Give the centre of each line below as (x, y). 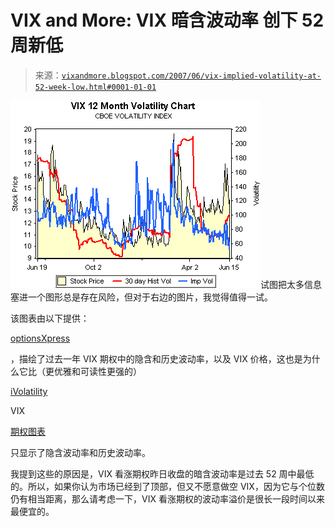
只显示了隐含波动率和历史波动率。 (80, 452)
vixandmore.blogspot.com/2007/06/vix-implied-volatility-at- (191, 76)
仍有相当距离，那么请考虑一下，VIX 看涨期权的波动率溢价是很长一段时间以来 (167, 498)
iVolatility (29, 391)
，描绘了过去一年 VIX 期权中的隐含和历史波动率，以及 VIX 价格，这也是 (156, 358)
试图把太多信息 (291, 284)
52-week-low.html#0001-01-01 (95, 87)
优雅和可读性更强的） (97, 371)
